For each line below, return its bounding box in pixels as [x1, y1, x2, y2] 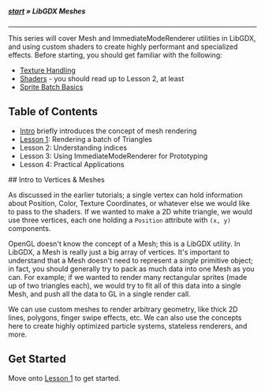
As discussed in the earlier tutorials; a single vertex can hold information [8, 190, 243, 199]
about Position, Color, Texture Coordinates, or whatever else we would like [8, 198, 250, 208]
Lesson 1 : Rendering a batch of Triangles [19, 134, 152, 143]
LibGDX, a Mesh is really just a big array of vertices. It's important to [8, 247, 230, 256]
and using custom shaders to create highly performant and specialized [8, 42, 238, 51]
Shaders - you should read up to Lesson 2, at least [19, 73, 185, 83]
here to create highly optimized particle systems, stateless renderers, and [8, 321, 248, 330]
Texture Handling [19, 65, 77, 75]
